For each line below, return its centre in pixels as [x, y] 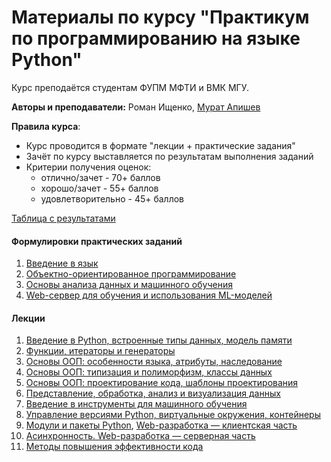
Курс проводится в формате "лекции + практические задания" [160, 145]
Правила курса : [46, 126]
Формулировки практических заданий [97, 241]
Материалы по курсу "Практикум [160, 17]
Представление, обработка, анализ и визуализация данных [153, 393]
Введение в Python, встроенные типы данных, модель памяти [159, 340]
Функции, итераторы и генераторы [100, 351]
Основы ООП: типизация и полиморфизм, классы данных [149, 372]
